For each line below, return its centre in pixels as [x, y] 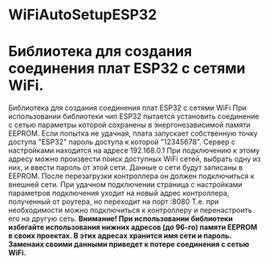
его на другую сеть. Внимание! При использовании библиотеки [120, 219]
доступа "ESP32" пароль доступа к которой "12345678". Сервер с [122, 142]
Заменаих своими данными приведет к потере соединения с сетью [129, 244]
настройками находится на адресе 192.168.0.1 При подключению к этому [134, 151]
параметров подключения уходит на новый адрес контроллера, [119, 193]
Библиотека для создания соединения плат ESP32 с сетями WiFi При [128, 108]
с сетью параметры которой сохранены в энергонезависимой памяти [130, 125]
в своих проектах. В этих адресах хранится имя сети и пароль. [120, 236]
